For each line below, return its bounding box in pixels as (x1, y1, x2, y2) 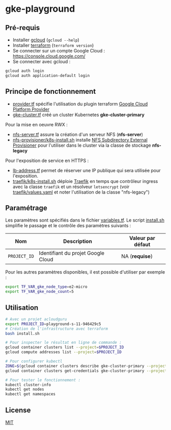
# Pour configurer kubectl (5, 359, 63, 364)
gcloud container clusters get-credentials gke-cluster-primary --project (5, 368, 167, 373)
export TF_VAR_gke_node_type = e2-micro (5, 284, 88, 289)
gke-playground (5, 3, 75, 15)
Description (63, 238, 93, 245)
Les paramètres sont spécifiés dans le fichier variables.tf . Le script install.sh (5, 217, 164, 223)
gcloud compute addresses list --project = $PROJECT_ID (5, 350, 122, 355)
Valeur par (129, 235, 155, 242)
